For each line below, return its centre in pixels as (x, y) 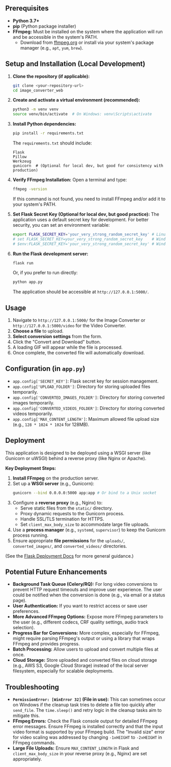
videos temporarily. (33, 414)
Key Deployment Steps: (31, 468)
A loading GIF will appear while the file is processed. (68, 347)
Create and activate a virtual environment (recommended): (76, 100)
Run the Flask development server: (50, 254)
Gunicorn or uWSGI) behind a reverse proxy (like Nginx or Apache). (76, 458)
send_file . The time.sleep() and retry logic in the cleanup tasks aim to (87, 710)
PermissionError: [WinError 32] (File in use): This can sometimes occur (89, 700)
